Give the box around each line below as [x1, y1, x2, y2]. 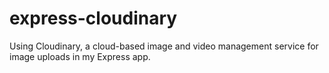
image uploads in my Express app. [9, 50, 151, 62]
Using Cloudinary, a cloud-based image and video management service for [9, 40, 319, 52]
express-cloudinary [9, 7, 178, 30]
